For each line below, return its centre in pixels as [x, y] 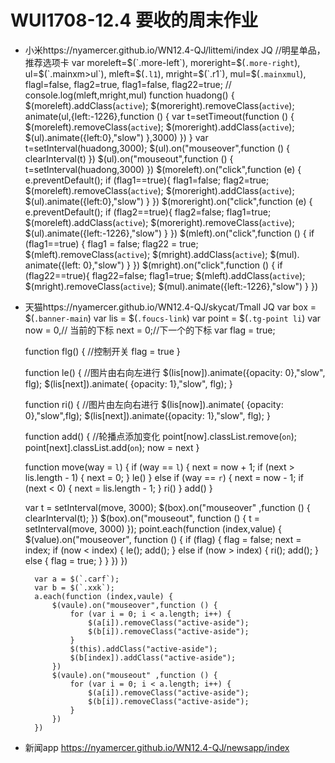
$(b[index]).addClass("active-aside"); [153, 657]
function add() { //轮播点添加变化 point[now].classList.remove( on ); [160, 436]
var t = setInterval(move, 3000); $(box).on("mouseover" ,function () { [167, 507]
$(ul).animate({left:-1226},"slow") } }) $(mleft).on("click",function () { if [169, 233]
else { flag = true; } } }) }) [76, 560]
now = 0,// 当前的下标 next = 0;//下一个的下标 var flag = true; [150, 330]
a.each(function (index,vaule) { [104, 596]
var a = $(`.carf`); [77, 579]
